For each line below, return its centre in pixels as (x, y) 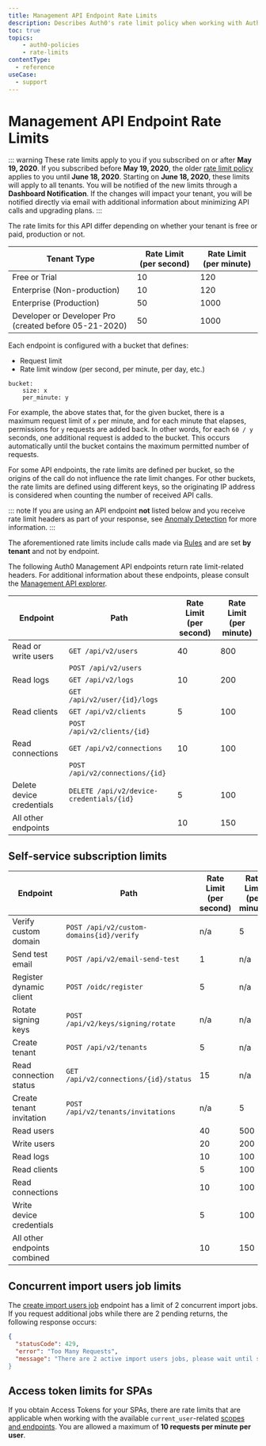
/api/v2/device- (127, 791)
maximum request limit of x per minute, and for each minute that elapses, (127, 421)
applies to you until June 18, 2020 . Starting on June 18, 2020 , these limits (129, 177)
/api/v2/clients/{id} (109, 732)
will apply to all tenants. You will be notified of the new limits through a (123, 185)
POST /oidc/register (105, 987)
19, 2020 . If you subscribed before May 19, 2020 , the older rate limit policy (131, 168)
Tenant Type (70, 259)
